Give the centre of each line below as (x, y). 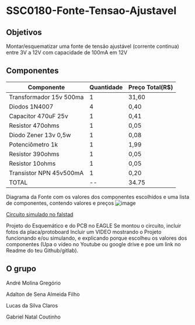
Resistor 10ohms (32, 163)
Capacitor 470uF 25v (39, 116)
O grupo (21, 269)
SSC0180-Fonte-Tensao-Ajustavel (91, 11)
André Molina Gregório (34, 283)
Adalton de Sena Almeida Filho (43, 294)
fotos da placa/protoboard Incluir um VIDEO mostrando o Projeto (84, 232)
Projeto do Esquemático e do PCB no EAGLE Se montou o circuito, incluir (94, 225)
